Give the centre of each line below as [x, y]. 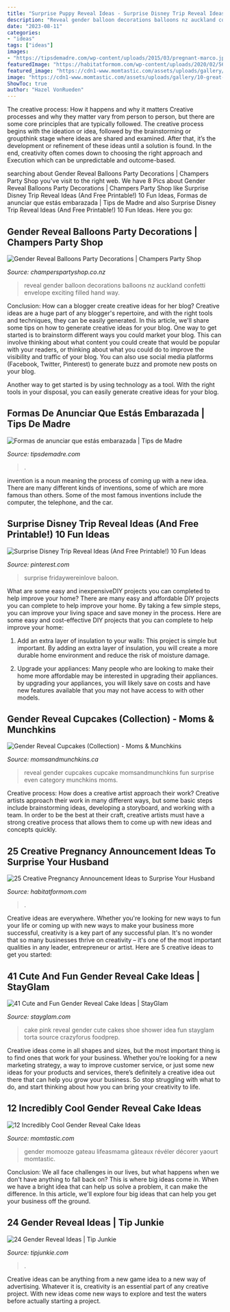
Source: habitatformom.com [47, 892]
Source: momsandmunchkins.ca [53, 759]
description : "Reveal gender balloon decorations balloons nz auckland [111, 20]
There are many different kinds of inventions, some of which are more [105, 488]
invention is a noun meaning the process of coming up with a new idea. [107, 480]
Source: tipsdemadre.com [44, 454]
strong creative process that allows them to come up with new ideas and [110, 822]
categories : [24, 33]
